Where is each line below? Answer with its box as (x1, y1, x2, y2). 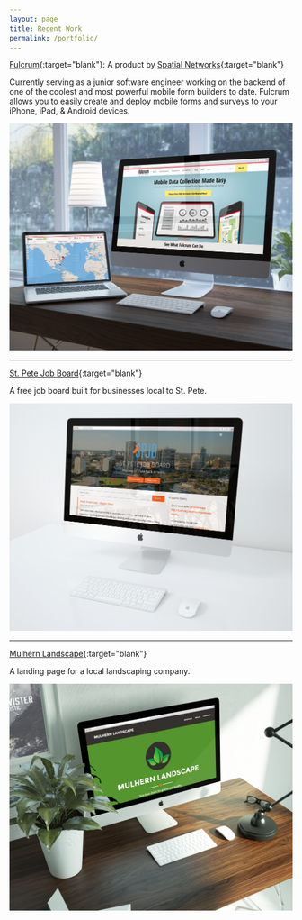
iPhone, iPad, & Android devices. (9, 105, 130, 116)
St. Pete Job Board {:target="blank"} (9, 368, 143, 378)
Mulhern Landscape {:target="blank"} (9, 648, 147, 659)
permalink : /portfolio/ (9, 33, 99, 42)
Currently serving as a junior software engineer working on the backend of (9, 77, 286, 87)
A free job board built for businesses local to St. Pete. (9, 386, 208, 396)
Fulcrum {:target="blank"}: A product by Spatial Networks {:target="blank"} (9, 59, 285, 70)
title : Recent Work (9, 23, 83, 33)
